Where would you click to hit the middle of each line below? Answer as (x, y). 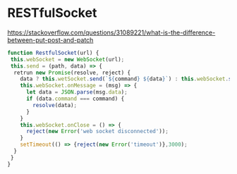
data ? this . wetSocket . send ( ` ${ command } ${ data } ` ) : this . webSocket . (124, 79)
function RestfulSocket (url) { (53, 53)
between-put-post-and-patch (50, 39)
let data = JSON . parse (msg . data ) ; (77, 92)
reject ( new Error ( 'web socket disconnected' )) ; (97, 132)
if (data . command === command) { (75, 99)
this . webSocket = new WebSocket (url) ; (67, 59)
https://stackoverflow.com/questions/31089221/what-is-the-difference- (111, 32)
